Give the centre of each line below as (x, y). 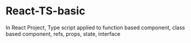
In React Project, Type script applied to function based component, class (95, 27)
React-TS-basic (46, 11)
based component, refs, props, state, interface (63, 33)
